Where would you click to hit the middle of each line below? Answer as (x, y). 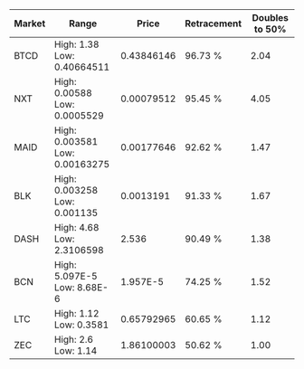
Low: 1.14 (76, 350)
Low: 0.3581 (81, 325)
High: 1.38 (76, 44)
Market (30, 24)
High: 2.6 (73, 340)
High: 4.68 (76, 227)
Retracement (214, 24)
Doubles (271, 18)
